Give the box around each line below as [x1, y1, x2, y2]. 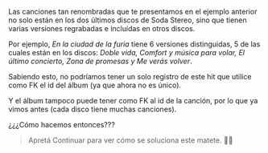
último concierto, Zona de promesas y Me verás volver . [8, 56, 192, 66]
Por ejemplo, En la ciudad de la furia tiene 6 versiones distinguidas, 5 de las [8, 39, 261, 49]
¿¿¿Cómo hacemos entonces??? [8, 120, 115, 129]
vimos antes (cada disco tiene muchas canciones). [8, 104, 177, 114]
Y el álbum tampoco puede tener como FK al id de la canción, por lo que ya [8, 96, 258, 105]
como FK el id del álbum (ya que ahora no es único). [8, 80, 182, 90]
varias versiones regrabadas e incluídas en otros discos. [8, 24, 196, 33]
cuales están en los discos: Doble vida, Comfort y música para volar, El [8, 48, 245, 57]
